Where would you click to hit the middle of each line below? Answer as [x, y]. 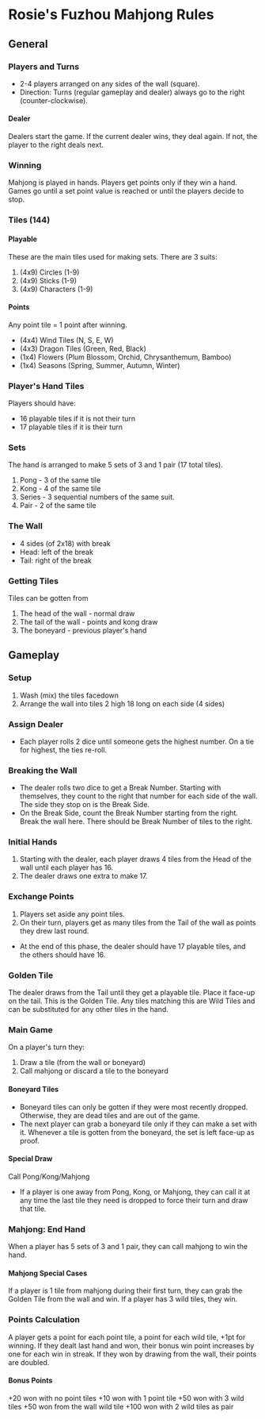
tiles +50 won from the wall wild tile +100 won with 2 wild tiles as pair [121, 1406]
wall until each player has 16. [66, 867]
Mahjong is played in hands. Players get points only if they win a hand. [123, 183]
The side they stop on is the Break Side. [85, 805]
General [28, 44]
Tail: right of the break [56, 560]
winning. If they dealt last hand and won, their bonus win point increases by [131, 1345]
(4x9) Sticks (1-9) [48, 280]
